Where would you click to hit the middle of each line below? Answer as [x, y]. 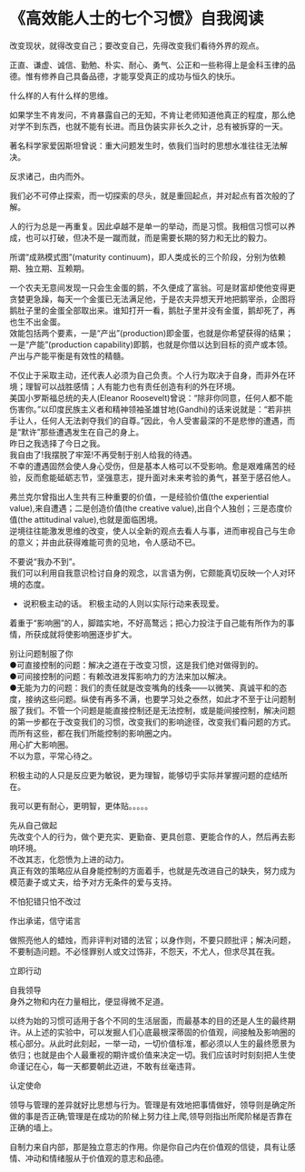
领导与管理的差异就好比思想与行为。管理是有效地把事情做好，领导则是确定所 [152, 1105]
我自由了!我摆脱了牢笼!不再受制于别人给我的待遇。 [103, 455]
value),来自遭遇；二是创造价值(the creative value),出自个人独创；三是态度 [147, 508]
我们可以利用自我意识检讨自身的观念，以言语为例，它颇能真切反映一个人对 [148, 573]
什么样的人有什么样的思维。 [61, 95]
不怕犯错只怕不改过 [45, 901]
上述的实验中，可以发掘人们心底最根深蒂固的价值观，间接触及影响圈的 [164, 1032]
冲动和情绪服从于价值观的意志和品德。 [97, 1158]
